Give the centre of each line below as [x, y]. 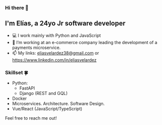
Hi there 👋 [17, 8]
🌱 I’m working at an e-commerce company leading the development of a [84, 42]
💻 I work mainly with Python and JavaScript [56, 35]
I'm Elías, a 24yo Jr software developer [65, 23]
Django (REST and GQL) [44, 94]
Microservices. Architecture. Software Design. [58, 104]
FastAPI [27, 88]
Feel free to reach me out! [31, 118]
